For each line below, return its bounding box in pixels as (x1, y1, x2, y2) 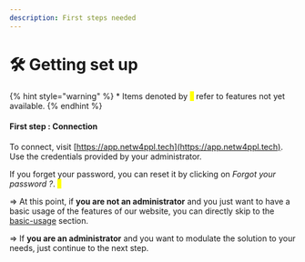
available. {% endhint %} (9, 100, 103, 111)
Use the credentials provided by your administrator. (9, 151, 202, 162)
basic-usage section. (9, 215, 89, 226)
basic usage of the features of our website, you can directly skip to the (9, 206, 275, 217)
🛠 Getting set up (9, 54, 138, 75)
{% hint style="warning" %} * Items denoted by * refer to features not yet (9, 90, 285, 101)
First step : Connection (9, 121, 98, 132)
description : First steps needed (9, 13, 137, 23)
